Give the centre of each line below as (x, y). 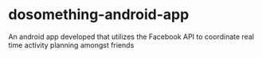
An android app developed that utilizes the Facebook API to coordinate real (131, 37)
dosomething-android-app (99, 15)
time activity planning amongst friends (71, 44)
